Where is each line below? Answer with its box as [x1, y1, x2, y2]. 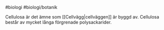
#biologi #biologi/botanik [5, 4, 57, 10]
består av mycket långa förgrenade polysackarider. [5, 19, 112, 25]
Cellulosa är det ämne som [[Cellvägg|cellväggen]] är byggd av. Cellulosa [5, 14, 159, 19]
